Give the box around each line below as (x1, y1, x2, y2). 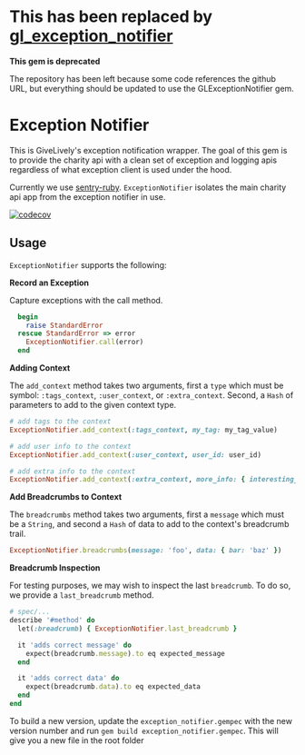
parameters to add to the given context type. (9, 400, 177, 411)
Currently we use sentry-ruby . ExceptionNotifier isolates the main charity (9, 182, 287, 193)
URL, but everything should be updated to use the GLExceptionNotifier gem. (9, 83, 295, 94)
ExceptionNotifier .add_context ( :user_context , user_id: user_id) (9, 450, 261, 460)
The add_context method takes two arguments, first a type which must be (9, 380, 284, 392)
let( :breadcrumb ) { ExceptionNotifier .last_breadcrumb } (17, 624, 238, 633)
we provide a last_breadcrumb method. (9, 590, 154, 601)
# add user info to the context (9, 442, 132, 451)
